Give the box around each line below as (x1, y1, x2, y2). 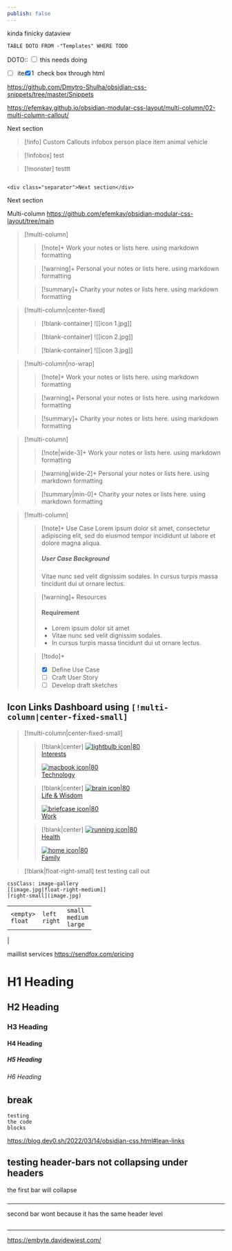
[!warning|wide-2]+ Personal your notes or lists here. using (41, 469, 209, 477)
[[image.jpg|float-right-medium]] (7, 886, 107, 893)
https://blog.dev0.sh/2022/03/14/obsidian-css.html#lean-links (7, 1136, 185, 1145)
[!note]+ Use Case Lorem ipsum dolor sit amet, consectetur (41, 523, 211, 532)
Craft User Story (51, 673, 99, 681)
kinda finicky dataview (7, 29, 71, 37)
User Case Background (41, 555, 110, 563)
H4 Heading (7, 1039, 43, 1048)
